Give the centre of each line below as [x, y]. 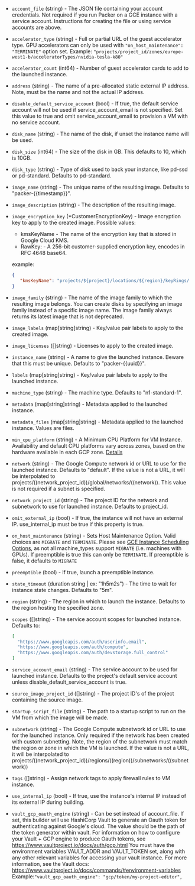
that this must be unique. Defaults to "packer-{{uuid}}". [79, 363]
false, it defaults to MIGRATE [44, 561]
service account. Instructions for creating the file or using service [91, 21]
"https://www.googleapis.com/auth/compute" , [73, 647]
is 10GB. [22, 158]
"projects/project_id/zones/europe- [139, 52]
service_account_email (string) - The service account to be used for [95, 670]
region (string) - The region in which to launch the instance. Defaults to [98, 601]
